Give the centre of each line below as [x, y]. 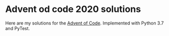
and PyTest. [18, 28]
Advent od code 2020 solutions [73, 9]
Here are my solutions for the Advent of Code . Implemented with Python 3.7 [84, 23]
